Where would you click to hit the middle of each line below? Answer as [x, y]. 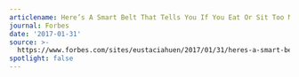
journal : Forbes [39, 26]
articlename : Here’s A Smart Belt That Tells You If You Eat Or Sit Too [147, 17]
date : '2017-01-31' [45, 34]
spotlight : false [41, 58]
